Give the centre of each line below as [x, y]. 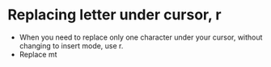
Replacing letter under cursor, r [114, 15]
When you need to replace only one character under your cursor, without [141, 37]
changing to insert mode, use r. [71, 45]
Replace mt [38, 54]
